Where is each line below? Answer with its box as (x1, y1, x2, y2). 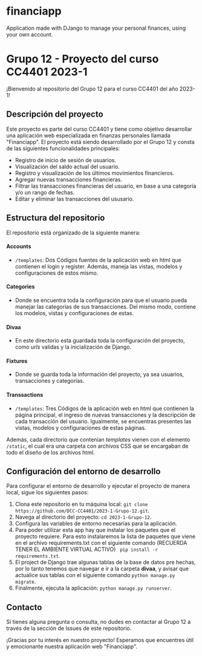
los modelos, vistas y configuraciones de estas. (15, 309, 134, 316)
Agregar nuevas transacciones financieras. (15, 176, 123, 183)
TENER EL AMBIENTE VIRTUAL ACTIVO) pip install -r (15, 545, 158, 553)
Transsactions (6, 391, 44, 398)
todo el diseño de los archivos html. (6, 448, 95, 456)
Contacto (6, 602, 42, 612)
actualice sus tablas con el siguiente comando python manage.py (15, 572, 175, 579)
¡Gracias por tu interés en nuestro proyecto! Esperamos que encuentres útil (6, 637, 194, 644)
